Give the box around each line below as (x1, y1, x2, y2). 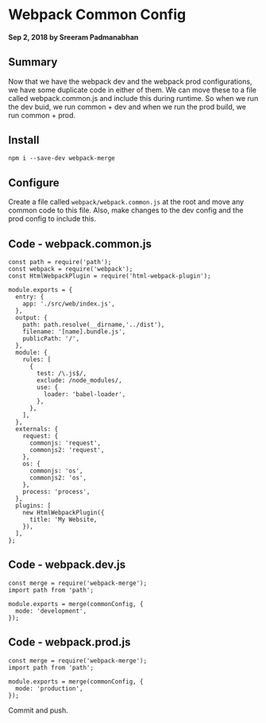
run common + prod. (8, 110, 76, 120)
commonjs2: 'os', (29, 474, 87, 482)
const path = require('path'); (8, 258, 112, 266)
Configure (8, 176, 60, 189)
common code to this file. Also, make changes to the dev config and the (8, 205, 244, 216)
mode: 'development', (15, 607, 87, 615)
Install (8, 133, 40, 146)
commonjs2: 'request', (29, 446, 105, 454)
